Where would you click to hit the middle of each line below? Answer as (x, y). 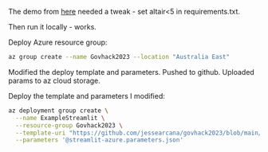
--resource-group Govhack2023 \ (69, 125)
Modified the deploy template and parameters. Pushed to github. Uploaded (132, 72)
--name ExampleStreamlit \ (60, 118)
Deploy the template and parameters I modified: (87, 95)
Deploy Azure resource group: (58, 42)
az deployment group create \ (59, 111)
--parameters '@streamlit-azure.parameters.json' (99, 140)
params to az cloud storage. (55, 80)
